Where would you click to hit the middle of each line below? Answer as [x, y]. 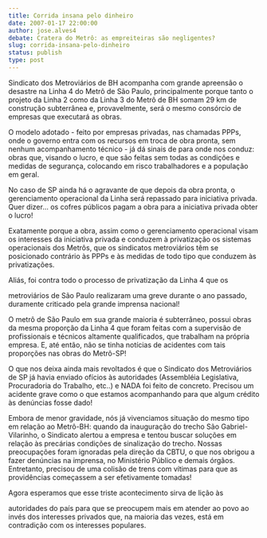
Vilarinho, [24, 434]
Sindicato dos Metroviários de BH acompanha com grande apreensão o [126, 82]
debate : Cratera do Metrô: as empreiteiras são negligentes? [112, 38]
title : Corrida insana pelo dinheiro [71, 16]
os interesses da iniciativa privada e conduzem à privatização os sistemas [130, 239]
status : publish [35, 53]
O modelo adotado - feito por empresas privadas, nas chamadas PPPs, [125, 132]
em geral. [24, 174]
